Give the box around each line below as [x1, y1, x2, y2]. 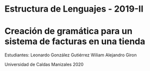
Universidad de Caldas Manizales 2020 [4, 62, 84, 68]
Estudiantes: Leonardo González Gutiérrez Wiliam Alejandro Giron [4, 52, 137, 58]
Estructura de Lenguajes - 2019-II [4, 3, 144, 15]
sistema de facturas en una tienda [4, 36, 145, 47]
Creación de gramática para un [4, 26, 133, 37]
